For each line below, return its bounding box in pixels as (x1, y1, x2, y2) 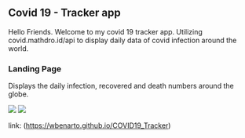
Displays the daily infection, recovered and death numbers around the (8, 82, 234, 91)
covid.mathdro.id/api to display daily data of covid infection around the (8, 35, 237, 45)
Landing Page (8, 63, 62, 74)
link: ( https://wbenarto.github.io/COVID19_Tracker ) (8, 121, 171, 130)
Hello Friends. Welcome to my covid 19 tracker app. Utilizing (8, 27, 203, 36)
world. (8, 43, 29, 53)
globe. (8, 89, 29, 99)
